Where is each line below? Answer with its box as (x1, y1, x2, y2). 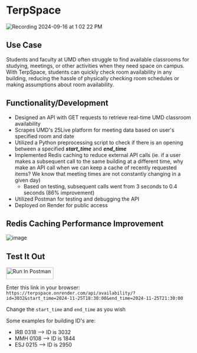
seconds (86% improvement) (23, 189, 95, 196)
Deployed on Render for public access (14, 201, 108, 208)
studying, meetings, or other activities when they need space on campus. (6, 62, 185, 69)
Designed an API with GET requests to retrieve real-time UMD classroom (14, 113, 192, 121)
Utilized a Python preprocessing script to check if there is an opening (14, 139, 183, 146)
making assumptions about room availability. (6, 81, 114, 88)
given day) (14, 177, 41, 184)
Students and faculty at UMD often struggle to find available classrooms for (6, 55, 190, 63)
